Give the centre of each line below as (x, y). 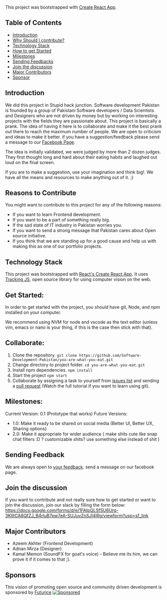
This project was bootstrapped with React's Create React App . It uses (77, 274)
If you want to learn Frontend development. (57, 214)
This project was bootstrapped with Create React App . (61, 7)
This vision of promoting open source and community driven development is (83, 587)
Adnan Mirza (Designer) (37, 549)
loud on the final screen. (30, 162)
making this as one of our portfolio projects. (57, 246)
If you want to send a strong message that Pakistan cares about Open (84, 230)
